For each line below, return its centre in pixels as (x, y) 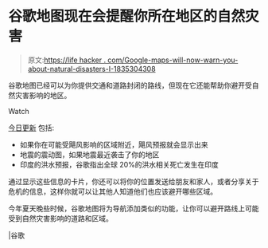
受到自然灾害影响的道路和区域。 (60, 218)
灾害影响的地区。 (43, 95)
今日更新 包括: (31, 128)
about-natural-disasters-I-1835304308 (92, 69)
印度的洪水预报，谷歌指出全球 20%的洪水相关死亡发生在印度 (119, 164)
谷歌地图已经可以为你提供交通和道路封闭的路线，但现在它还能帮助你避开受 (130, 85)
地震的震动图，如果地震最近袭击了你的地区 (89, 154)
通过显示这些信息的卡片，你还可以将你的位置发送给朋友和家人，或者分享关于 (134, 181)
